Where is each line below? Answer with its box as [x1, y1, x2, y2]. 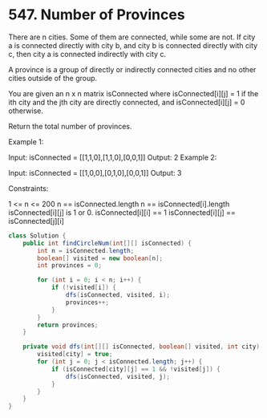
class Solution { [8, 231, 67, 240]
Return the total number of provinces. [8, 121, 132, 131]
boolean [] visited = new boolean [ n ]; [37, 254, 163, 262]
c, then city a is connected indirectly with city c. [8, 49, 167, 59]
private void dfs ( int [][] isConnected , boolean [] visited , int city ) [22, 343, 261, 351]
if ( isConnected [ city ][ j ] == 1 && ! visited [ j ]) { [51, 365, 220, 373]
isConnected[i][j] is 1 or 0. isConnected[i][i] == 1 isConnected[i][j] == [8, 207, 237, 217]
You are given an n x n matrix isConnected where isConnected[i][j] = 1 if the [8, 88, 259, 98]
